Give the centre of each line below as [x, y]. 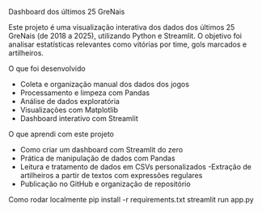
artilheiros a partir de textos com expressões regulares [111, 175]
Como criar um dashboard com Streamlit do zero [101, 150]
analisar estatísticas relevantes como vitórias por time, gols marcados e [128, 44]
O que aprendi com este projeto [61, 134]
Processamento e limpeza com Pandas [85, 93]
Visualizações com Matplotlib [69, 110]
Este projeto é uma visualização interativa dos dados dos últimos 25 [122, 27]
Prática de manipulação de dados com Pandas [97, 158]
